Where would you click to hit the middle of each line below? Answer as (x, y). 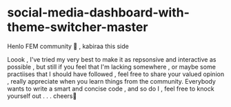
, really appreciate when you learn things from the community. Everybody (111, 81)
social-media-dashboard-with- (98, 13)
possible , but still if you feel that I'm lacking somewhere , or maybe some (111, 67)
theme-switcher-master (78, 27)
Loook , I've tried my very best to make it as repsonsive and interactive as (112, 59)
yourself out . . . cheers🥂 (42, 96)
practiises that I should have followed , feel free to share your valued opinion (116, 74)
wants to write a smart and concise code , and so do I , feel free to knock (111, 88)
